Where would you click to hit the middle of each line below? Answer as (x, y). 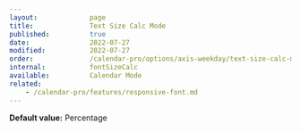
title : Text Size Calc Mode (88, 26)
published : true (57, 34)
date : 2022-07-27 (69, 42)
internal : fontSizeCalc (74, 68)
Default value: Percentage (58, 118)
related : (26, 84)
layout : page (57, 17)
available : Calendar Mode (76, 76)
